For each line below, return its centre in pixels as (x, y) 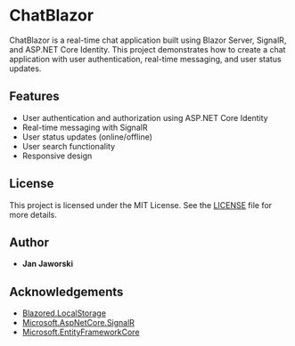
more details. (33, 214)
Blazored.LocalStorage (64, 313)
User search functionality (69, 146)
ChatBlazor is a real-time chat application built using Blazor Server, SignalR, (148, 40)
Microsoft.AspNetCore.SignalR (78, 323)
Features (34, 97)
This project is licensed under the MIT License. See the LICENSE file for (141, 205)
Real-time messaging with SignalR (85, 127)
